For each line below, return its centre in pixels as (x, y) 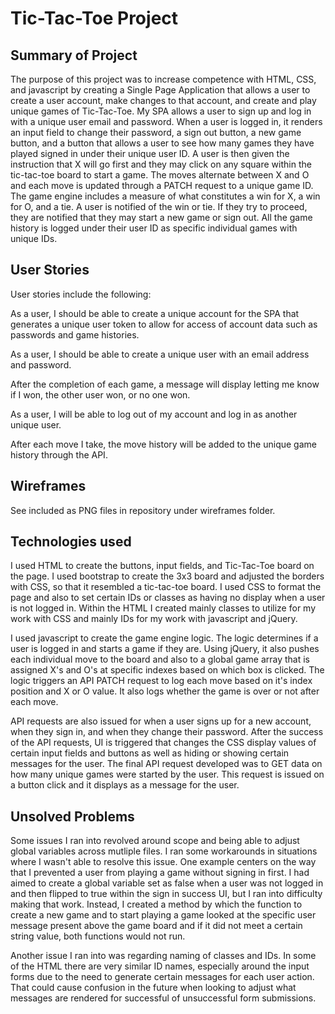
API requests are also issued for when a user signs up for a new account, (161, 721)
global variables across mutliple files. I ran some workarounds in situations (164, 851)
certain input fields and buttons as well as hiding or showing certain (150, 753)
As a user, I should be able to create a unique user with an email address (160, 354)
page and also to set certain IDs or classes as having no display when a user (168, 598)
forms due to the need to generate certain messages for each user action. (162, 977)
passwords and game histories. (75, 334)
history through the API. (59, 454)
